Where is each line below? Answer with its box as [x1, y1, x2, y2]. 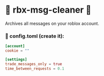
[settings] [5, 57, 27, 62]
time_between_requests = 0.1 [5, 66, 64, 71]
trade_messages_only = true [5, 61, 62, 66]
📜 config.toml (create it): [5, 33, 64, 39]
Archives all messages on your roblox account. [5, 20, 99, 26]
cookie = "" [5, 48, 29, 53]
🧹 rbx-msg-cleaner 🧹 [5, 4, 92, 16]
